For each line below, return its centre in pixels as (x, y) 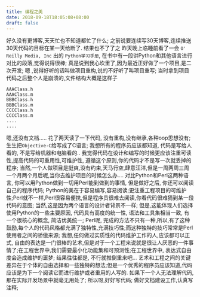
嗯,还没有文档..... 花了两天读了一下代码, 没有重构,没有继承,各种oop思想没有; (99, 138)
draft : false (22, 23)
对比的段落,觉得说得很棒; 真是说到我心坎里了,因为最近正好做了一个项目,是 (96, 63)
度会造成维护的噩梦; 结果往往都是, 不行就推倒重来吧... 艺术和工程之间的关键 (99, 257)
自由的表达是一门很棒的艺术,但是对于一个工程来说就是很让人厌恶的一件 (101, 243)
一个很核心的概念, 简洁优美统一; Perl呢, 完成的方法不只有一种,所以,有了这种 (98, 220)
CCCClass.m (20, 116)
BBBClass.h (20, 100)
